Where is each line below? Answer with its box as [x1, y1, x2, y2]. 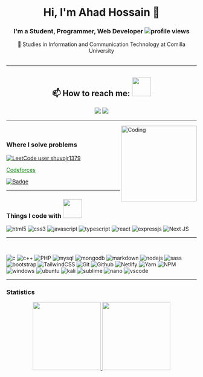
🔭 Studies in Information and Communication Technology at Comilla [17, 41, 186, 48]
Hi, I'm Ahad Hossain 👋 [43, 5, 160, 19]
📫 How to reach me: [52, 88, 130, 99]
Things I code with [6, 211, 62, 220]
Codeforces [6, 166, 36, 173]
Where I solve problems [6, 140, 77, 149]
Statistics [6, 287, 35, 296]
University [88, 47, 115, 54]
